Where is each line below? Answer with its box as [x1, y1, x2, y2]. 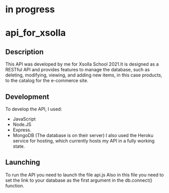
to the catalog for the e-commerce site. [5, 78, 89, 84]
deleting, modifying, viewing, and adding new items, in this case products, [5, 72, 163, 78]
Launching [5, 158, 40, 167]
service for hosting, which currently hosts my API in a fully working [12, 138, 155, 144]
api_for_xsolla [5, 27, 66, 39]
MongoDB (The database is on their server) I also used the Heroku [12, 132, 154, 138]
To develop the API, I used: [5, 106, 63, 112]
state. [12, 143, 25, 149]
